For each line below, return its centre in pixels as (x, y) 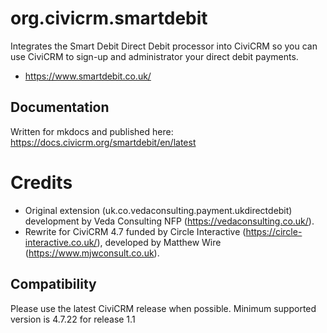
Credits (41, 182)
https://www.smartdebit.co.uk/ (88, 76)
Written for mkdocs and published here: (92, 131)
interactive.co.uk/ (61, 242)
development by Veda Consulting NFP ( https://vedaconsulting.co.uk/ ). (169, 221)
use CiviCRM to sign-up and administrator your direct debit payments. (154, 56)
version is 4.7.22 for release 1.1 (73, 319)
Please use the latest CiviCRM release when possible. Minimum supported (163, 308)
